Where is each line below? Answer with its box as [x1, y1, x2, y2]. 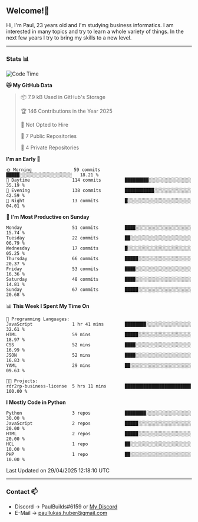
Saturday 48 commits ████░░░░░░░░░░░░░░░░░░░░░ [6, 277, 192, 283]
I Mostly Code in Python [6, 399, 66, 406]
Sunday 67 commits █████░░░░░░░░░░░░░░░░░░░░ [6, 287, 192, 293]
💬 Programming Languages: [6, 316, 70, 322]
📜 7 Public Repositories [20, 133, 77, 140]
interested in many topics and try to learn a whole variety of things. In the [6, 28, 184, 35]
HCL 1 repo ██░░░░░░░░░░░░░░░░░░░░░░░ [6, 441, 192, 447]
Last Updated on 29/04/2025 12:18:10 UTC [6, 467, 110, 474]
